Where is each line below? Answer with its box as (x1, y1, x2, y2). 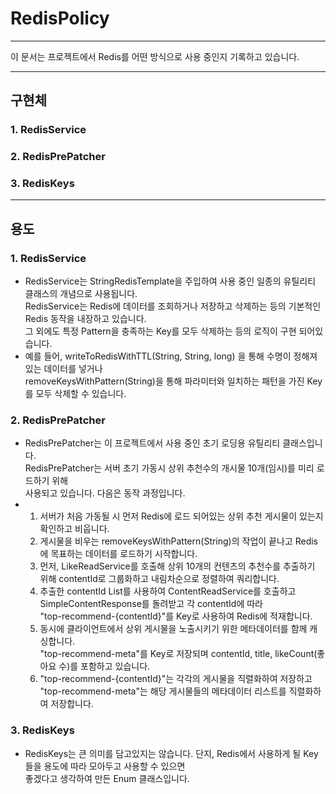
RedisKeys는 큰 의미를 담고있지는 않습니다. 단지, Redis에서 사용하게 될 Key (24, 747, 319, 759)
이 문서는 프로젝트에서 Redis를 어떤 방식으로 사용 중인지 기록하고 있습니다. (10, 50, 300, 62)
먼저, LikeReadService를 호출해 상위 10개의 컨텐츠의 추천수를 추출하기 (39, 560, 316, 572)
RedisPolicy (10, 7, 110, 30)
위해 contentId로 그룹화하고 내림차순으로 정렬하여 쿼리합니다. (39, 573, 280, 585)
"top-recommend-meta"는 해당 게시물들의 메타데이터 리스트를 (39, 685, 287, 697)
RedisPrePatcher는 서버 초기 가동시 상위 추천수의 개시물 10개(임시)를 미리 (24, 462, 315, 474)
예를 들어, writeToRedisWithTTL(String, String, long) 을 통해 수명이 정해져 (24, 350, 318, 362)
